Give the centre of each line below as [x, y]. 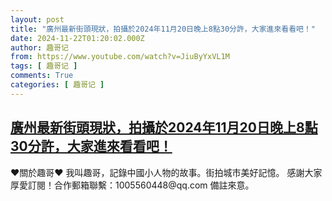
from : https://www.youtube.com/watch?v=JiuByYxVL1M [120, 57]
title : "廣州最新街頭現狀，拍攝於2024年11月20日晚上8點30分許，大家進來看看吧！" [163, 29]
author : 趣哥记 [39, 47]
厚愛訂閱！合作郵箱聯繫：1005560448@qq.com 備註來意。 [132, 185]
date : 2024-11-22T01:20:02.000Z [77, 38]
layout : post [37, 19]
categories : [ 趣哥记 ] [57, 85]
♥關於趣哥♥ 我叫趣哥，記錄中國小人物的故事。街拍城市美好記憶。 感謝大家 [166, 172]
